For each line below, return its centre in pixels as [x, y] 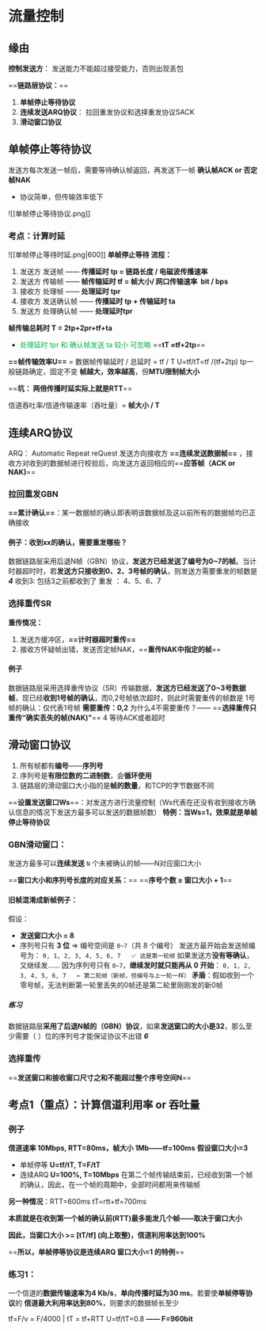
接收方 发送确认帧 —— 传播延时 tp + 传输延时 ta [97, 301]
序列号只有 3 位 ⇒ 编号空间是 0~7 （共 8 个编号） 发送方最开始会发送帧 [134, 946]
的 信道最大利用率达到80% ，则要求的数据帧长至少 [97, 1303]
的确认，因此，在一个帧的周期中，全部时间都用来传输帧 [110, 1184]
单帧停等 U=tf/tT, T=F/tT [60, 1165]
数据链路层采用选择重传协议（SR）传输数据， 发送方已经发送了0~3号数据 [127, 688]
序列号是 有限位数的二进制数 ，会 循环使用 [85, 775]
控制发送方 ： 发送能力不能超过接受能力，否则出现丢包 [96, 69]
